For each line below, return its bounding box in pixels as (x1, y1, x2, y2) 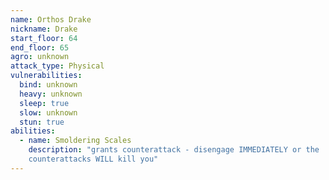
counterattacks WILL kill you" (28, 154, 159, 164)
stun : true (19, 117, 65, 127)
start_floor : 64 (10, 33, 78, 43)
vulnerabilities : (10, 71, 83, 81)
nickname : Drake (10, 24, 78, 34)
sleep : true (19, 98, 70, 108)
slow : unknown (19, 107, 78, 118)
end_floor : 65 (10, 42, 70, 53)
